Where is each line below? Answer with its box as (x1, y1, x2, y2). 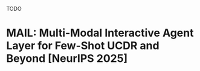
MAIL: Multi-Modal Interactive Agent (6, 26, 194, 40)
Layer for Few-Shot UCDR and (6, 39, 160, 53)
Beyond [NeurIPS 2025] (6, 52, 128, 66)
